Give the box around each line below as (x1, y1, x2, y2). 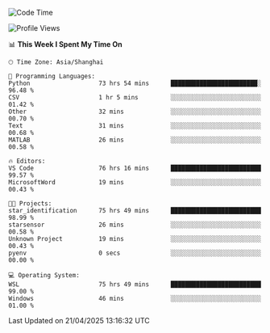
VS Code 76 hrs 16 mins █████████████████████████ (8, 164, 262, 172)
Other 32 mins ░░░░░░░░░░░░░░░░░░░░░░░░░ (8, 107, 262, 116)
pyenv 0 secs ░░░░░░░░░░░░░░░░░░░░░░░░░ (8, 249, 262, 257)
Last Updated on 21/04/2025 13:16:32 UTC (8, 316, 151, 325)
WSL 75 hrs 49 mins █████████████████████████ (8, 280, 262, 289)
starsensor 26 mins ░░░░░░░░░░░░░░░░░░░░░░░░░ (8, 221, 262, 229)
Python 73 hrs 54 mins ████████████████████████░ (8, 79, 262, 87)
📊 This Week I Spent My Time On (8, 40, 123, 48)
